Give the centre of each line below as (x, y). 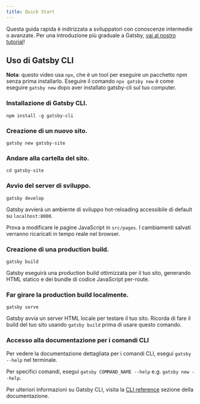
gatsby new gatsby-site (36, 143)
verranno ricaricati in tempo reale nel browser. (63, 234)
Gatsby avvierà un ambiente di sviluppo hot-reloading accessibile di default (99, 209)
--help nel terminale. (32, 360)
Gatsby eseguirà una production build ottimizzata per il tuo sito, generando (99, 273)
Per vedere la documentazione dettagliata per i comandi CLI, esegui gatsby (99, 353)
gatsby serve (22, 307)
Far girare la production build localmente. (67, 295)
